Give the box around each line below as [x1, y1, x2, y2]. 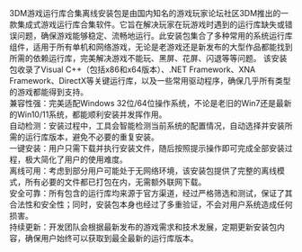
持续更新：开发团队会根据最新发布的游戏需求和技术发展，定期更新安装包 [9, 221, 277, 232]
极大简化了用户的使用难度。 [24, 154, 128, 165]
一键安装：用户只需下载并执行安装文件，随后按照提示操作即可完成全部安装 [9, 143, 285, 153]
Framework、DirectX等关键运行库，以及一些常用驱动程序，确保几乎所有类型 [9, 76, 291, 85]
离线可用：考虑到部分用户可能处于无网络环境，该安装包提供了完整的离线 [9, 166, 277, 175]
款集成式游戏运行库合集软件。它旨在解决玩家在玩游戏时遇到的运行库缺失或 [9, 19, 285, 30]
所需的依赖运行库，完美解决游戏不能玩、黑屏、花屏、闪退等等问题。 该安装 [9, 53, 288, 63]
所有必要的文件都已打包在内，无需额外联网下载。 [24, 176, 207, 187]
